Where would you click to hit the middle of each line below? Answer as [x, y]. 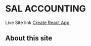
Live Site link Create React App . [38, 22]
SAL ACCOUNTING [45, 9]
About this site [29, 38]
